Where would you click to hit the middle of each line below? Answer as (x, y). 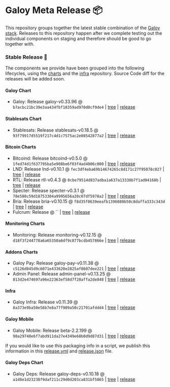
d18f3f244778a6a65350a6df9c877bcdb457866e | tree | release (74, 240)
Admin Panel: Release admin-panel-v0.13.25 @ (61, 274)
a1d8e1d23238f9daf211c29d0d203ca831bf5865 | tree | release (74, 379)
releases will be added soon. (35, 79)
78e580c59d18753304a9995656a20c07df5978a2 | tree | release (74, 196)
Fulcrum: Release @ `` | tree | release (51, 212)
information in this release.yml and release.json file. (59, 351)
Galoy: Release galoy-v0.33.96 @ (47, 102)
